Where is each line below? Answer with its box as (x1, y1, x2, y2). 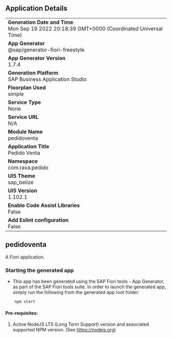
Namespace (8, 157, 38, 164)
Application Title (8, 143, 50, 150)
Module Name (8, 128, 43, 135)
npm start (14, 299, 36, 304)
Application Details (5, 4, 68, 13)
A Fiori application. (5, 253, 45, 260)
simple (8, 90, 24, 97)
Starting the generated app (5, 266, 74, 273)
